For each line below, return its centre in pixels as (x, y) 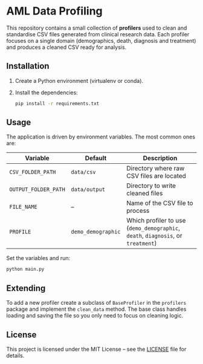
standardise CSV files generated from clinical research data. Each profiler (98, 34)
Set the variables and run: (38, 258)
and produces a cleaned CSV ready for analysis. (66, 47)
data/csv (83, 172)
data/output (88, 190)
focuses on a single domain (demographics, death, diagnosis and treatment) (101, 41)
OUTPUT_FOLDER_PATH (37, 190)
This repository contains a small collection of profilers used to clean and (97, 28)
